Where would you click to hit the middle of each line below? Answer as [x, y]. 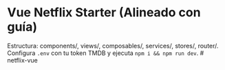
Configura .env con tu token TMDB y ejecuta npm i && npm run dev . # [106, 53]
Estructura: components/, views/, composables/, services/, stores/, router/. [113, 46]
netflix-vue [22, 60]
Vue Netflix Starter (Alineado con [104, 13]
